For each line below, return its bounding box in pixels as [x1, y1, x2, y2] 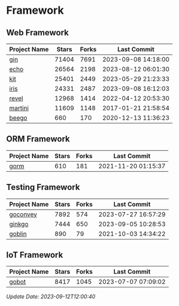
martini [9, 104, 29, 112]
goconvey [9, 210, 38, 219]
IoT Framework [6, 250, 63, 260]
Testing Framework [6, 182, 80, 192]
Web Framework [6, 28, 69, 38]
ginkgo [9, 220, 29, 228]
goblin [9, 229, 27, 238]
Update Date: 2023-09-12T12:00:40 [6, 293, 96, 300]
